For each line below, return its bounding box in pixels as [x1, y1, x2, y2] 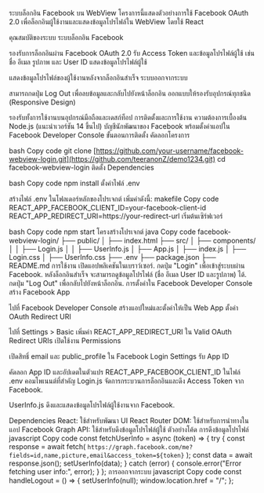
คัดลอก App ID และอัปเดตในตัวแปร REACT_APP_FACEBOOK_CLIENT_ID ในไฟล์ [9, 367, 241, 377]
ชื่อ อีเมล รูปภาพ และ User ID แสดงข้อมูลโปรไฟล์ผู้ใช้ [9, 57, 147, 67]
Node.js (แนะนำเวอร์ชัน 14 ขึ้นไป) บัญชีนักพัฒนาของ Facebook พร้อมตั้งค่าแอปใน [9, 122, 230, 130]
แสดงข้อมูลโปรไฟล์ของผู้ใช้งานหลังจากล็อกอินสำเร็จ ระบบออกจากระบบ [9, 73, 188, 82]
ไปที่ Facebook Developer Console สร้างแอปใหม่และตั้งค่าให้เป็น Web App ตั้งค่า [9, 303, 238, 312]
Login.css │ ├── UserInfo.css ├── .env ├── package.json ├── [9, 253, 216, 261]
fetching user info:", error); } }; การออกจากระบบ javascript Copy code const [9, 467, 242, 476]
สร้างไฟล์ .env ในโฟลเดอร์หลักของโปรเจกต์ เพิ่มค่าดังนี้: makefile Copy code [9, 194, 219, 203]
